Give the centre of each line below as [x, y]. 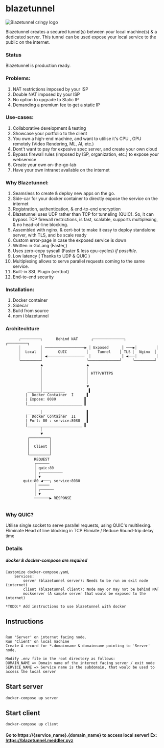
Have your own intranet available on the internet [61, 170]
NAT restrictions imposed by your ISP [50, 89]
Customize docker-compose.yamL [37, 572]
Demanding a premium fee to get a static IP [56, 105]
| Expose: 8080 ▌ [56, 399]
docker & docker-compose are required [47, 560]
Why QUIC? [20, 515]
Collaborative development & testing [49, 128]
